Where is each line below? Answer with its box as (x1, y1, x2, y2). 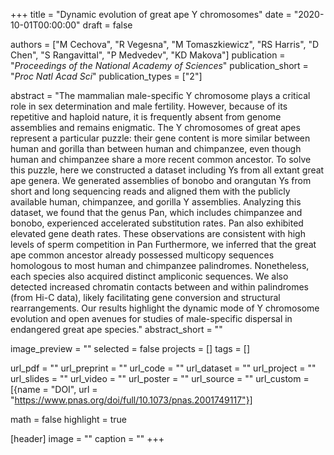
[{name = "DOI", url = (10, 384, 98, 395)
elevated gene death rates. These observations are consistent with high (10, 228, 306, 239)
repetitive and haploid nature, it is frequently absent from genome (10, 111, 282, 123)
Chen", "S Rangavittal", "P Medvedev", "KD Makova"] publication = (10, 49, 286, 61)
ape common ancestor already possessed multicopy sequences (10, 249, 275, 261)
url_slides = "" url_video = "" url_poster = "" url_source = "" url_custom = (10, 373, 310, 384)
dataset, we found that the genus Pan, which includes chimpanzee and (10, 207, 303, 218)
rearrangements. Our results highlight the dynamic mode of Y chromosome (10, 302, 320, 314)
